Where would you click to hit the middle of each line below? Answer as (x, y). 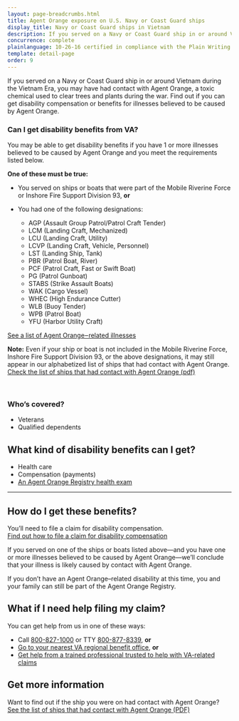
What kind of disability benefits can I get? (101, 450)
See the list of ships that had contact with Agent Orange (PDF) (99, 710)
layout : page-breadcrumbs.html (54, 14)
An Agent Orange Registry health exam (75, 482)
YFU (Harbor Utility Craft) (65, 322)
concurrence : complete (41, 41)
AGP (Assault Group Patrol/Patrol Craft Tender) (97, 223)
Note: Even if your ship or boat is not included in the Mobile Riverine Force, (117, 349)
